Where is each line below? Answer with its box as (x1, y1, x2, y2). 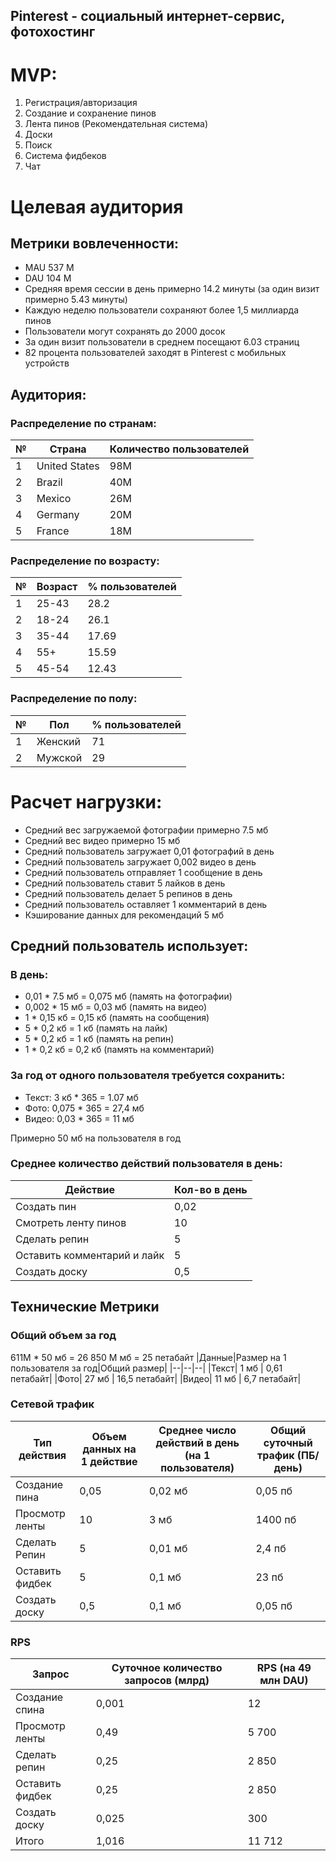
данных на (82, 1442, 137, 1456)
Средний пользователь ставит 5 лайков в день (24, 877, 226, 889)
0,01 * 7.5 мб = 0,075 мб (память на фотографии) (24, 990, 233, 1003)
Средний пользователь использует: (10, 937, 249, 954)
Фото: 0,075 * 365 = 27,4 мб (24, 1102, 145, 1114)
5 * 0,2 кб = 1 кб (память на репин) (24, 1033, 175, 1045)
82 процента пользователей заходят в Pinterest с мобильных (24, 347, 287, 359)
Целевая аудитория (10, 195, 184, 218)
